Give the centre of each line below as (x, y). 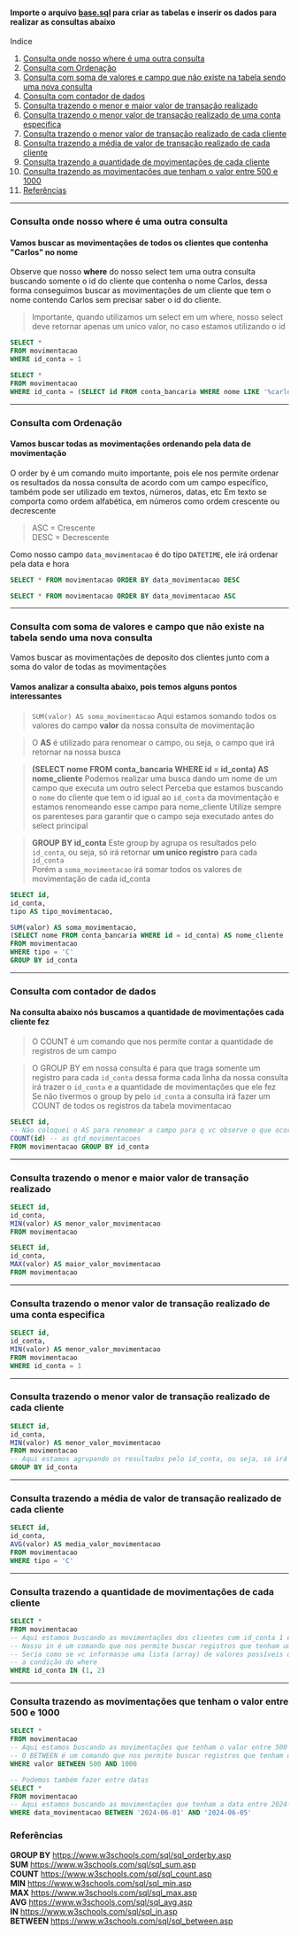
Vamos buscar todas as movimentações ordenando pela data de (130, 444)
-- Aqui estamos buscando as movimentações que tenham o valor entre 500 (149, 1748)
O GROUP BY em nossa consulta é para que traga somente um (146, 1068)
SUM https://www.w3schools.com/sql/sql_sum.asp (103, 1864)
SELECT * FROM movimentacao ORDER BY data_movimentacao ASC (123, 596)
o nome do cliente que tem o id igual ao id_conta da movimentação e (155, 797)
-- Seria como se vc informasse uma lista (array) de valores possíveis (147, 1654)
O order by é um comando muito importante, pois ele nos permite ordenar (145, 473)
